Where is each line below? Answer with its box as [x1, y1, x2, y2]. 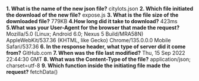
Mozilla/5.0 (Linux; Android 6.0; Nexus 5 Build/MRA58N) [6, 30, 144, 38]
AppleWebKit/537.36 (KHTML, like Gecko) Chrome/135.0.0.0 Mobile [6, 37, 171, 43]
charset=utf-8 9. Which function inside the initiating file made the [6, 62, 170, 69]
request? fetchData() [6, 68, 58, 75]
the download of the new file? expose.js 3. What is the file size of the [6, 11, 179, 18]
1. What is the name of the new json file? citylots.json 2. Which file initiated [6, 5, 194, 12]
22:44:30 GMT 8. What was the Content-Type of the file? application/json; [6, 56, 191, 63]
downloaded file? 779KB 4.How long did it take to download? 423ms [6, 18, 178, 24]
